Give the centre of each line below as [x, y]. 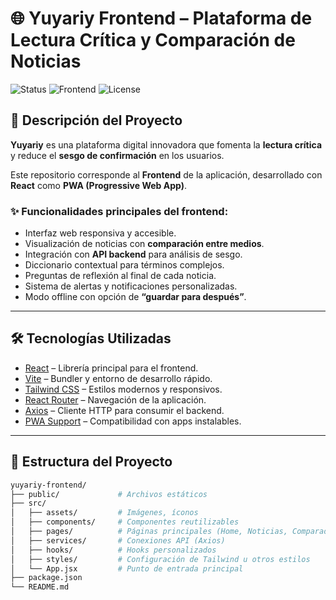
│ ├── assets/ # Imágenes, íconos [104, 513]
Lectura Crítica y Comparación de [153, 40]
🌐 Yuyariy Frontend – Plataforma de [161, 18]
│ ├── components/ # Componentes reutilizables [125, 522]
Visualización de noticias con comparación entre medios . [144, 244]
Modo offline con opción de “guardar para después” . [135, 297]
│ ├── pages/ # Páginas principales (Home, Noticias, [149, 532]
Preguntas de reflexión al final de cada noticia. [120, 276]
